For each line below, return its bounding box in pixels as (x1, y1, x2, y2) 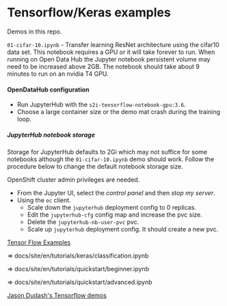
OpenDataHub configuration (7, 85, 90, 94)
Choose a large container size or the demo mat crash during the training (16, 108, 221, 116)
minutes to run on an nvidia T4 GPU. (7, 70, 109, 78)
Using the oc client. (16, 196, 71, 204)
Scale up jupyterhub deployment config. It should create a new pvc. (27, 225, 219, 234)
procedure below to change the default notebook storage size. (7, 163, 183, 171)
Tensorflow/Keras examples (7, 5, 171, 20)
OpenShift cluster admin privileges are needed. (7, 176, 140, 184)
